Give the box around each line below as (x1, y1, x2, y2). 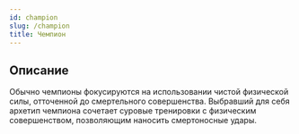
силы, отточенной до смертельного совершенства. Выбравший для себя (9, 96, 290, 107)
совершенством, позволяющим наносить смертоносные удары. (9, 115, 258, 126)
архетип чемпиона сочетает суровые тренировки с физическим (9, 105, 257, 116)
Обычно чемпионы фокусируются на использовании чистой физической (9, 87, 289, 97)
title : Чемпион (9, 29, 66, 38)
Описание (9, 63, 69, 78)
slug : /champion (9, 21, 70, 30)
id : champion (9, 13, 58, 22)
